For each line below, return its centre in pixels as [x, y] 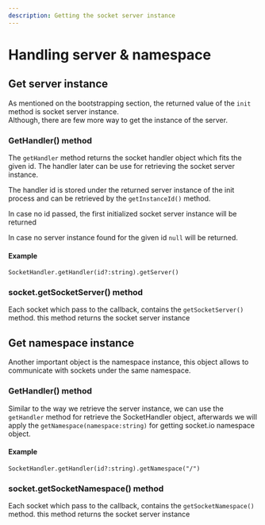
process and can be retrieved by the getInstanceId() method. [109, 198]
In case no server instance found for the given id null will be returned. [123, 237]
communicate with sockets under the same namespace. [100, 370]
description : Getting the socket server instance [92, 15]
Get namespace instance [71, 343]
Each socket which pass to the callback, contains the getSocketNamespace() [131, 506]
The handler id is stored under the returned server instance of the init [121, 190]
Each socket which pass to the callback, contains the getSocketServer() [126, 309]
